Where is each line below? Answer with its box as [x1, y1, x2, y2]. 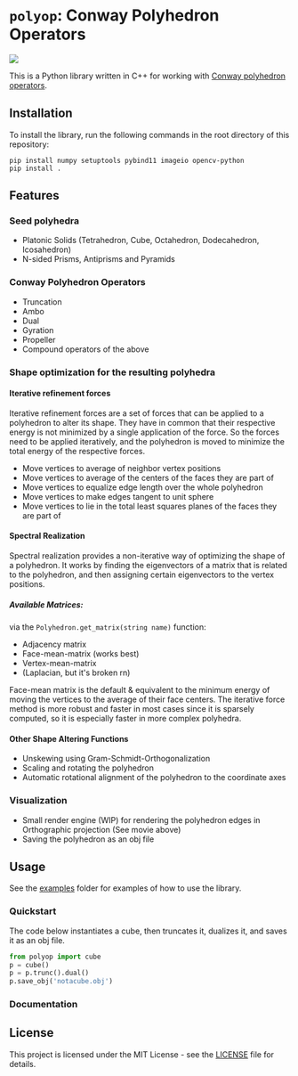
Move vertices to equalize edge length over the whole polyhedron [21, 482, 264, 493]
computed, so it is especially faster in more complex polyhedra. [9, 713, 242, 724]
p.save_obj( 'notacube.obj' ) [9, 977, 114, 986]
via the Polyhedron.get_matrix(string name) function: [9, 622, 206, 632]
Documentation [9, 999, 78, 1011]
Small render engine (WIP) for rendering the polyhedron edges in [21, 814, 261, 825]
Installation [9, 106, 73, 121]
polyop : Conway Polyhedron [9, 5, 220, 26]
